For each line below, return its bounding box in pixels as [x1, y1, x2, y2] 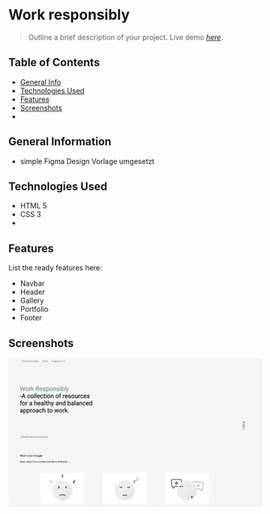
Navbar [19, 278, 45, 288]
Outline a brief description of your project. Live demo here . [27, 32, 223, 42]
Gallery [19, 296, 44, 306]
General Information [8, 135, 112, 148]
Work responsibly [8, 6, 131, 24]
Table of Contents [8, 56, 101, 69]
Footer [19, 313, 43, 323]
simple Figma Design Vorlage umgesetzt [19, 156, 155, 166]
